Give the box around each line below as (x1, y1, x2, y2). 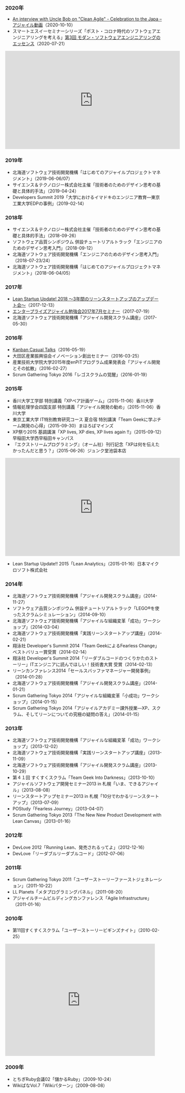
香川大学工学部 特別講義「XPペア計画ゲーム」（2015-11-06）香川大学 (12, 397, 154, 403)
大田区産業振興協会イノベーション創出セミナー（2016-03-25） (12, 353, 142, 359)
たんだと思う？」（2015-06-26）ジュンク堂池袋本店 (21, 447, 127, 453)
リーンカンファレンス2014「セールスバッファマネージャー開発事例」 (12, 668, 153, 674)
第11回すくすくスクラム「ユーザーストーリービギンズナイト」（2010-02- (12, 927, 160, 933)
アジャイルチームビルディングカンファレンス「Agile (12, 895, 118, 901)
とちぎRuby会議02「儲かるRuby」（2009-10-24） (12, 1076, 114, 1082)
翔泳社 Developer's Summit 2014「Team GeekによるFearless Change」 (12, 643, 160, 649)
